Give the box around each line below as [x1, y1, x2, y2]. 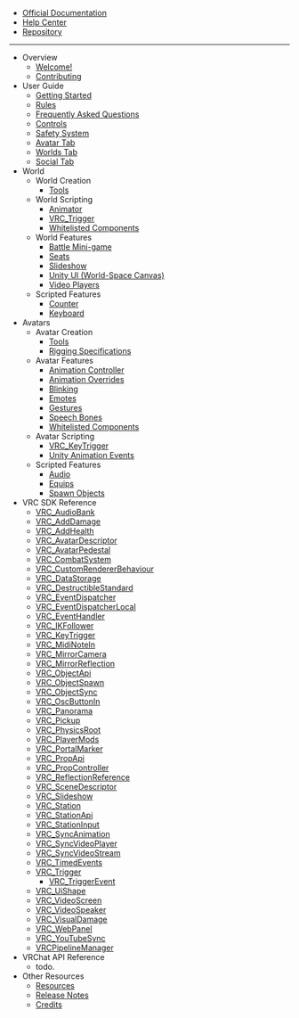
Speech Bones [48, 412, 102, 423]
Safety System [35, 128, 90, 138]
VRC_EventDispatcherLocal [35, 602, 136, 612]
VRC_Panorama [35, 706, 93, 716]
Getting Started [35, 90, 92, 101]
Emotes [48, 393, 77, 404]
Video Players [48, 280, 100, 290]
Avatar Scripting [35, 431, 95, 441]
